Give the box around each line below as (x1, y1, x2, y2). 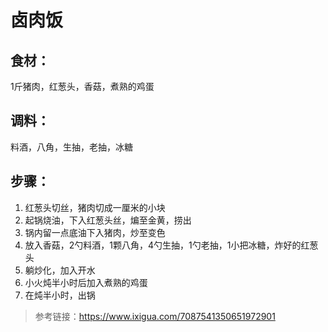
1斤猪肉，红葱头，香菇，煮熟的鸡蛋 (10, 81, 155, 92)
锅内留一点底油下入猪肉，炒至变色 (24, 226, 166, 238)
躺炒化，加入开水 (24, 264, 96, 276)
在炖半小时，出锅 (24, 289, 96, 301)
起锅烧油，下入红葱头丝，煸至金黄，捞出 (24, 214, 192, 226)
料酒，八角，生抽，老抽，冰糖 (10, 141, 133, 153)
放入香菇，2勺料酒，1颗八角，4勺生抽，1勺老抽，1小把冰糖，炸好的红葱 (24, 239, 319, 251)
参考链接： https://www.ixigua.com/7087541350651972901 (34, 310, 276, 322)
